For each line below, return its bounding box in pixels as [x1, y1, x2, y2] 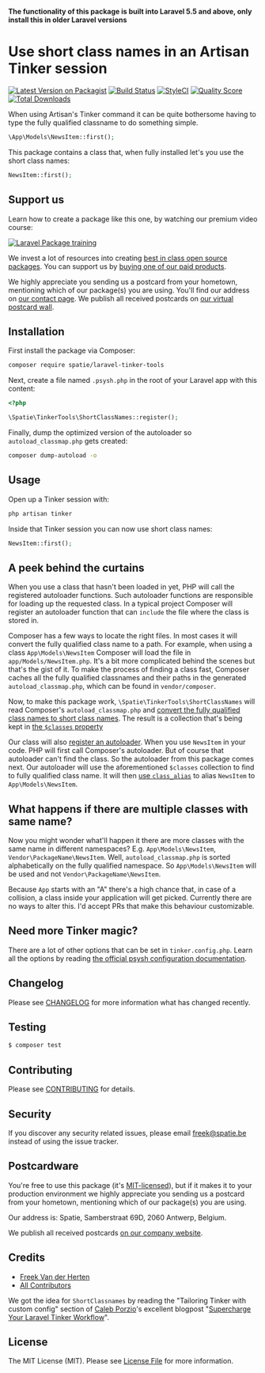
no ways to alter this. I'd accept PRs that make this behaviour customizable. [8, 902, 255, 910]
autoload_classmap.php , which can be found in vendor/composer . [8, 682, 216, 691]
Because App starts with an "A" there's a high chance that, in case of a [8, 885, 236, 894]
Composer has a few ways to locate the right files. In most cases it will [8, 631, 237, 641]
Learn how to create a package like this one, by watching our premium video [8, 214, 258, 224]
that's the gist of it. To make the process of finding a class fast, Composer [8, 664, 250, 675]
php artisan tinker [8, 509, 73, 517]
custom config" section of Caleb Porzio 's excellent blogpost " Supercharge [8, 1304, 252, 1314]
